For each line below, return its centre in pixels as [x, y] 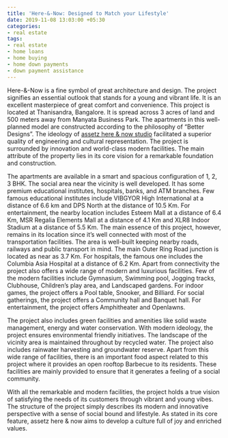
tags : [15, 39]
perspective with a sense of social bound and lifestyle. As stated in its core [112, 413]
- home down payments [38, 64]
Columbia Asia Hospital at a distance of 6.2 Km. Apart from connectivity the [113, 263]
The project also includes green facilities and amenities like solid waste [107, 320]
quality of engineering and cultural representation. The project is [98, 141]
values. [17, 428]
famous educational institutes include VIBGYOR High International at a [105, 198]
